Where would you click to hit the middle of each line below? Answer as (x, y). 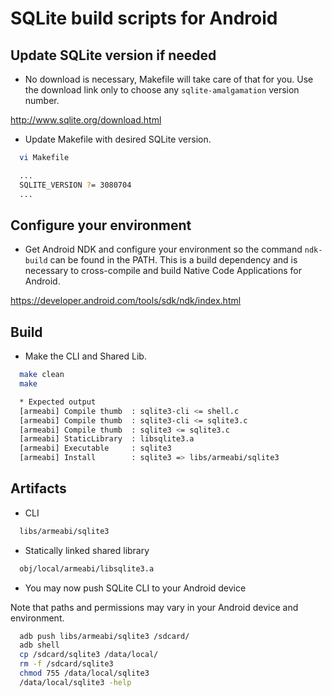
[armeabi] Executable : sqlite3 (95, 448)
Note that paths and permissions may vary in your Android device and (154, 607)
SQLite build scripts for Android (144, 18)
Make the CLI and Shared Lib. (85, 356)
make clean (42, 375)
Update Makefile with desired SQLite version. (118, 139)
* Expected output (58, 402)
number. (42, 100)
